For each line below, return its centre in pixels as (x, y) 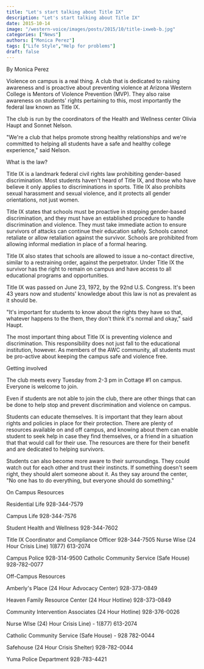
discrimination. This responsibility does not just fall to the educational (93, 343)
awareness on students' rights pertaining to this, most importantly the (94, 100)
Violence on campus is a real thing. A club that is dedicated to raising (93, 81)
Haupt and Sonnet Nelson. (40, 125)
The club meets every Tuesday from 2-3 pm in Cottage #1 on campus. (94, 380)
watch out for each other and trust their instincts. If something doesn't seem (102, 467)
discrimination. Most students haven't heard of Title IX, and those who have (101, 180)
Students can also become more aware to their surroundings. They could (98, 461)
